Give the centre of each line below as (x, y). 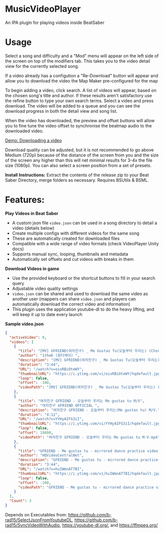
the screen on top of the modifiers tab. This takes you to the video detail (78, 61)
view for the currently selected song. (42, 66)
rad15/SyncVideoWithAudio (32, 525)
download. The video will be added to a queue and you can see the (73, 106)
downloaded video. (24, 131)
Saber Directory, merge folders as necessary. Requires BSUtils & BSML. (77, 180)
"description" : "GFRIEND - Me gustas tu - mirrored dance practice (88, 460)
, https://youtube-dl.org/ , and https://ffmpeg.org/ (108, 525)
